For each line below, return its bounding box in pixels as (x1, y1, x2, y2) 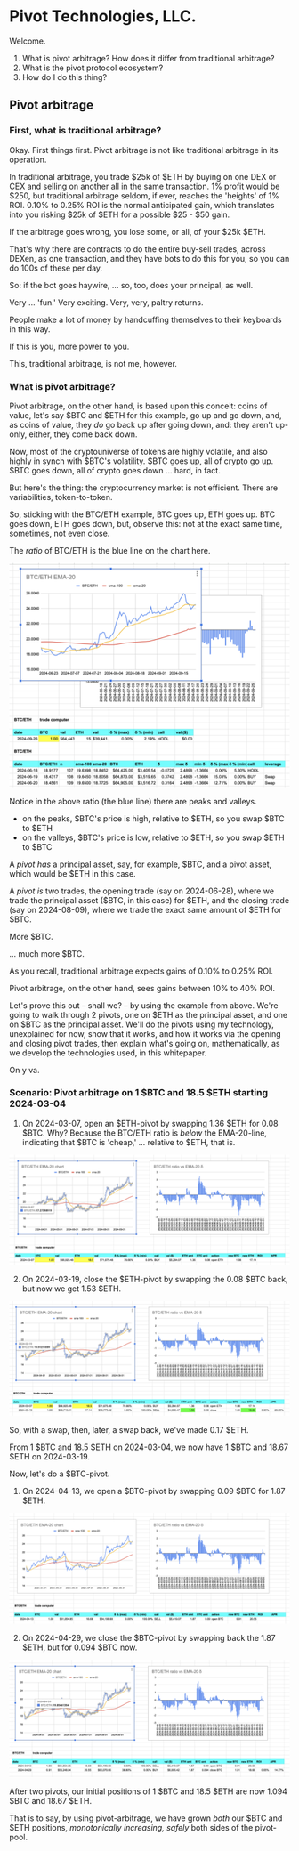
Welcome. (9, 36, 46, 46)
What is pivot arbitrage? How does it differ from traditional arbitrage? (21, 53, 275, 63)
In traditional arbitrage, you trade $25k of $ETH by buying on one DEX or (9, 171, 277, 182)
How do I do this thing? (21, 71, 108, 82)
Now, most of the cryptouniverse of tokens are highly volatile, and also (9, 446, 269, 457)
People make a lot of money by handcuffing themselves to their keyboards (9, 314, 282, 325)
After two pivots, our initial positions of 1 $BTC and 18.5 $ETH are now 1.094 (9, 1786, 287, 1797)
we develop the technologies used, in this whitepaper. (9, 1047, 207, 1058)
